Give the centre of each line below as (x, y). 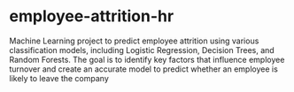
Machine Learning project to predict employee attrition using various (134, 41)
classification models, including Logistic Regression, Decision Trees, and (142, 50)
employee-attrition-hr (92, 16)
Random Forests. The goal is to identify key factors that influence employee (147, 59)
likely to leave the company (59, 78)
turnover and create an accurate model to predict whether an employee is (144, 69)
